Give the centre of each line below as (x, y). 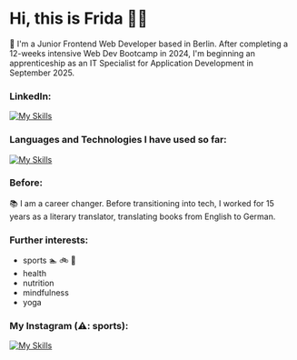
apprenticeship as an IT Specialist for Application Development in (132, 63)
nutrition (38, 283)
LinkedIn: (30, 96)
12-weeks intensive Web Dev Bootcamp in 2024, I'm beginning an (133, 53)
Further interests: (49, 240)
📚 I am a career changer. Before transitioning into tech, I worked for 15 (142, 203)
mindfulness (46, 293)
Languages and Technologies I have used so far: (118, 140)
